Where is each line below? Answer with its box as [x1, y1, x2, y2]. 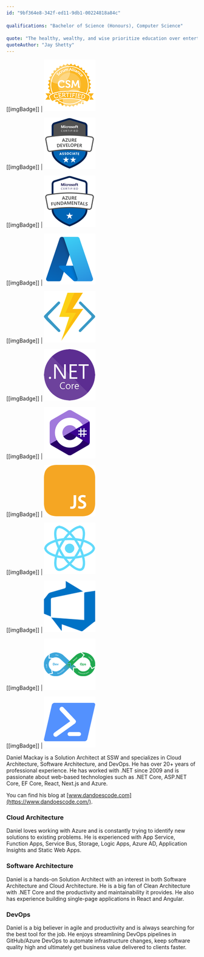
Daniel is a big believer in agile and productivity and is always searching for [6, 923, 195, 931]
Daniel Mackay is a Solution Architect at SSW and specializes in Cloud [6, 754, 182, 761]
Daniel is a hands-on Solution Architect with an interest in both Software [6, 875, 186, 883]
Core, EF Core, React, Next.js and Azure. [6, 780, 108, 787]
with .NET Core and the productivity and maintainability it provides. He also [6, 888, 194, 895]
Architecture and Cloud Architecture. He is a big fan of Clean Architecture [6, 882, 191, 889]
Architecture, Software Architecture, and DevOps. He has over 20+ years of [6, 760, 196, 768]
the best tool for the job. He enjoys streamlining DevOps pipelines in [6, 930, 177, 938]
